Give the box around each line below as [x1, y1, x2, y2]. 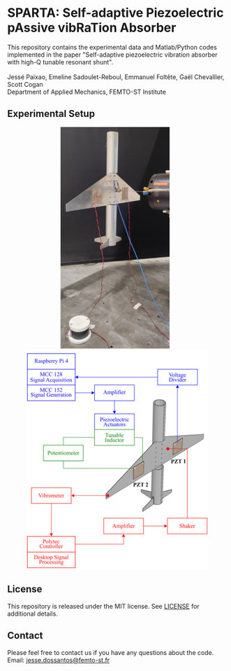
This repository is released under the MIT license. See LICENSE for [7, 602, 200, 610]
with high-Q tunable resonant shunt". [7, 57, 114, 66]
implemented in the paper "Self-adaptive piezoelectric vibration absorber [7, 50, 218, 59]
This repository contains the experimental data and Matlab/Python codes [7, 43, 218, 51]
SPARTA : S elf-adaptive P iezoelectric [7, 5, 224, 21]
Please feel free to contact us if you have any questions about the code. [7, 648, 214, 656]
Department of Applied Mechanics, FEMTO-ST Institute [7, 88, 166, 96]
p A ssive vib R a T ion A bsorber [7, 20, 177, 36]
